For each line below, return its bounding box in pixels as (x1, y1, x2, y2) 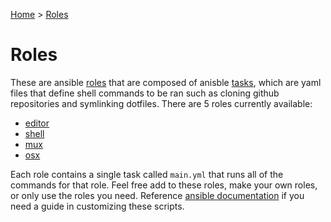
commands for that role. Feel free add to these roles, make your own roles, (10, 179, 318, 191)
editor (24, 117, 50, 129)
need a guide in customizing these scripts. (10, 200, 185, 212)
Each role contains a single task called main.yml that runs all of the (10, 168, 284, 180)
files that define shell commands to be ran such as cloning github (10, 87, 280, 99)
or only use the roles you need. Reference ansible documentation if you (10, 189, 305, 201)
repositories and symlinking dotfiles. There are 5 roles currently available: (10, 97, 313, 109)
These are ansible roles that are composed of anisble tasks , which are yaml (10, 76, 322, 88)
